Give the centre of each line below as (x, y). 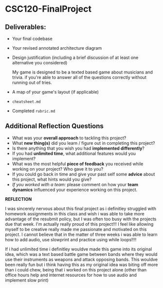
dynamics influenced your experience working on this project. (75, 190)
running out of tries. (32, 82)
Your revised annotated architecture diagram (57, 48)
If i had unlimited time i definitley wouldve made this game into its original (79, 249)
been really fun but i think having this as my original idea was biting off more (81, 265)
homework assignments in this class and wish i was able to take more (75, 213)
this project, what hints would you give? (52, 179)
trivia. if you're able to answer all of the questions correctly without (79, 77)
